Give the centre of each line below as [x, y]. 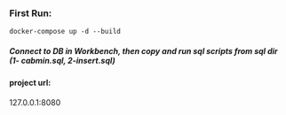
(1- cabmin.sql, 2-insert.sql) [62, 60]
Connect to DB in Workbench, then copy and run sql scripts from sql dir [143, 50]
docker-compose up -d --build [65, 32]
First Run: [31, 13]
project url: [30, 83]
